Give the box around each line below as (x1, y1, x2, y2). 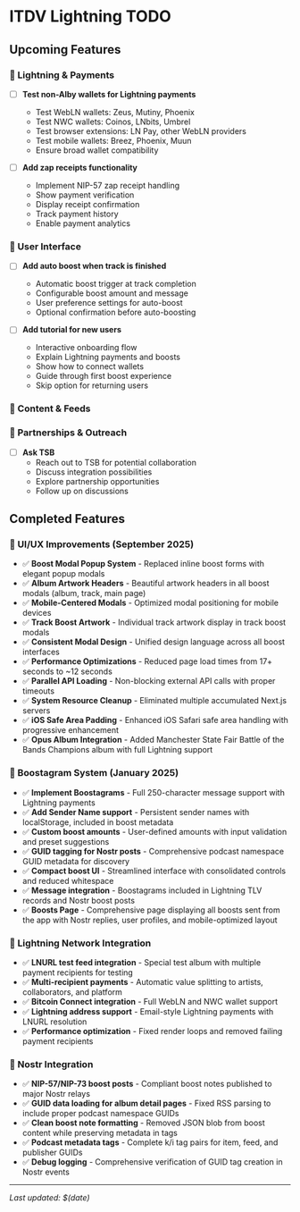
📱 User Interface (9, 240, 82, 252)
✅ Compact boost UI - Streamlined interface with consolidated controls (21, 865, 287, 876)
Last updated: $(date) (9, 1192, 91, 1203)
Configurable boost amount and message (35, 288, 189, 299)
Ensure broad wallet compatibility (35, 145, 159, 156)
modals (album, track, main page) (21, 588, 146, 599)
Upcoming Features (9, 42, 121, 57)
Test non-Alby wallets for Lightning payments (21, 88, 196, 99)
